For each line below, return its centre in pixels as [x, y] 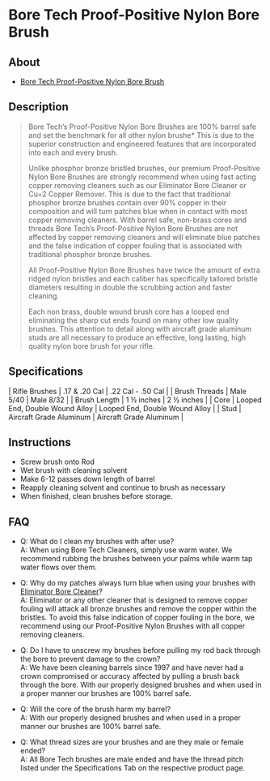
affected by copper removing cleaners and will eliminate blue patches [144, 237]
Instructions [40, 442]
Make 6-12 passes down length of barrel [87, 479]
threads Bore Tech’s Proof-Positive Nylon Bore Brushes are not [133, 228]
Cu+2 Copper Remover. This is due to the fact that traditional [129, 194]
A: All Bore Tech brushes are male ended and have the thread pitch [132, 759]
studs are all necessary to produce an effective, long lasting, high [137, 337]
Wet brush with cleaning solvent [74, 470]
